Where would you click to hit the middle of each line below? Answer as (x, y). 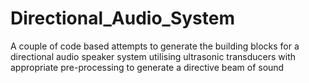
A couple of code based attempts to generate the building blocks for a (155, 46)
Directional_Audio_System (122, 18)
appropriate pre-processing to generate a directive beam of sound (147, 67)
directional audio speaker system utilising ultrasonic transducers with (153, 56)
